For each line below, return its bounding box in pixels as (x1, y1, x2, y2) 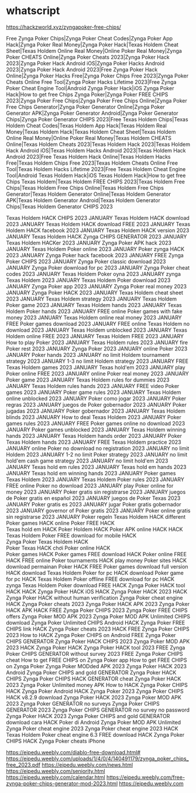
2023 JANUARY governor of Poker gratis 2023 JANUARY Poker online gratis (6, 507, 191, 514)
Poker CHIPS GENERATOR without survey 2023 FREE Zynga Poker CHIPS (6, 650, 183, 657)
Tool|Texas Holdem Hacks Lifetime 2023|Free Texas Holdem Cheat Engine (6, 165, 186, 172)
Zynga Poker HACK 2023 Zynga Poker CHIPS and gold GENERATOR (6, 712, 170, 719)
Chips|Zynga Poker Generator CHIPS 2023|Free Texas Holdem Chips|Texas (6, 115, 188, 122)
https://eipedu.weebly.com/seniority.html (6, 767, 105, 774)
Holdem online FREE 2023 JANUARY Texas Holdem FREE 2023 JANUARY (6, 332, 184, 339)
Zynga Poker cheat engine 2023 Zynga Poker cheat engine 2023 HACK (6, 725, 178, 732)
